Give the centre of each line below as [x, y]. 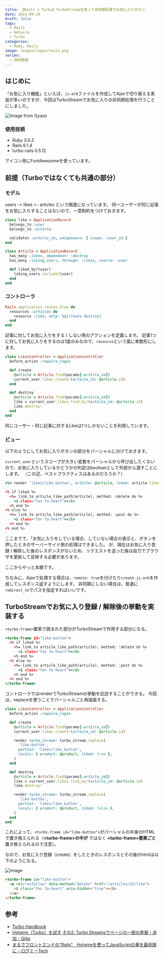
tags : [10, 23]
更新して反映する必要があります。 [48, 557]
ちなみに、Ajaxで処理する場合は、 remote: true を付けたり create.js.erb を [80, 577]
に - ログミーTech [30, 951]
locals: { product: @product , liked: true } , [65, 754]
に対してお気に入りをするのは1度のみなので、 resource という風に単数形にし [81, 341]
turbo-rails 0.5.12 [29, 151]
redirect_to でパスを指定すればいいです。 [47, 590]
